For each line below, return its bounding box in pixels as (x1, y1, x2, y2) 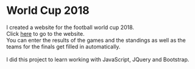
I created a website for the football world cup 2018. (6, 24, 135, 31)
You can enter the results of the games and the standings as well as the (6, 36, 186, 44)
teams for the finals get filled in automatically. (6, 43, 121, 50)
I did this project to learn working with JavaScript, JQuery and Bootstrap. (6, 56, 190, 63)
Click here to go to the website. (6, 30, 85, 37)
